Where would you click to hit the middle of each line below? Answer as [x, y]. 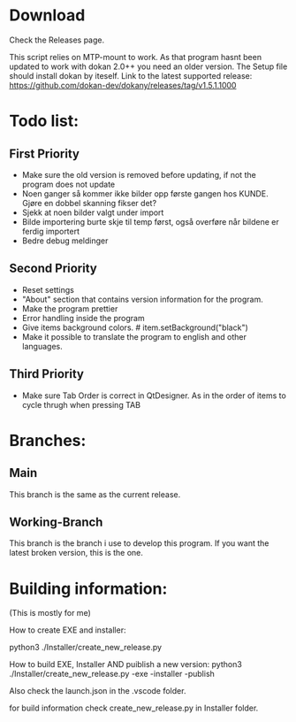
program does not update [68, 184]
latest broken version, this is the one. [76, 553]
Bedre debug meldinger [65, 241]
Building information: [88, 588]
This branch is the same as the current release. [95, 494]
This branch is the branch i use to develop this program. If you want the [139, 543]
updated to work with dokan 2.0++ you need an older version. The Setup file [148, 66]
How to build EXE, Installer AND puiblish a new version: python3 [126, 664]
